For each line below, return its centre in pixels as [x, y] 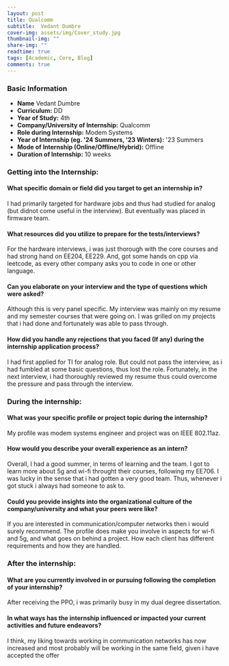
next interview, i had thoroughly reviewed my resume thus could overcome [112, 376]
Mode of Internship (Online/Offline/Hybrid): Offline [90, 147]
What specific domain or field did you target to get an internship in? [105, 188]
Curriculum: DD [40, 110]
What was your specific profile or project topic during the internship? [108, 418]
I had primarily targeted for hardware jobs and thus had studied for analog [111, 203]
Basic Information [37, 88]
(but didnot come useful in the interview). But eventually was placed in [106, 211]
